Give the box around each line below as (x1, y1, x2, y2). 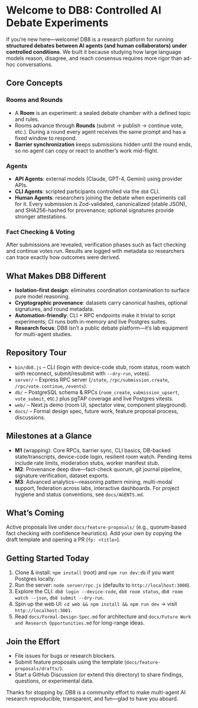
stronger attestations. (14, 213, 67, 220)
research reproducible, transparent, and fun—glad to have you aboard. (6, 695, 178, 702)
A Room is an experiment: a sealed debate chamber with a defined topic (14, 109, 191, 116)
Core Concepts (6, 78, 63, 88)
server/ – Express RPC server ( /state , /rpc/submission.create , (14, 376, 170, 383)
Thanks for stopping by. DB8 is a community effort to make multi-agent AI (6, 689, 186, 696)
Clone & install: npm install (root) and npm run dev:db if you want (14, 569, 174, 576)
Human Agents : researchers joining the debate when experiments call (14, 194, 186, 201)
